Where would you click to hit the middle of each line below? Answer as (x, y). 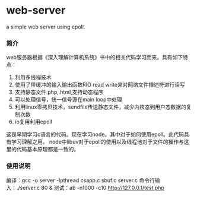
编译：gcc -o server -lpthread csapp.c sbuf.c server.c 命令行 (81, 180)
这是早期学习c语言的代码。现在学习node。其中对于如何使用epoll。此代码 (95, 135)
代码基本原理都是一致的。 (47, 150)
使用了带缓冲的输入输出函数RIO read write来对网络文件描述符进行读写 (100, 85)
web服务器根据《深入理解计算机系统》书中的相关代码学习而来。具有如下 (94, 58)
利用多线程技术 (33, 77)
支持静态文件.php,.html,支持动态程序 (59, 92)
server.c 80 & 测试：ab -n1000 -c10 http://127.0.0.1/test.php (92, 188)
